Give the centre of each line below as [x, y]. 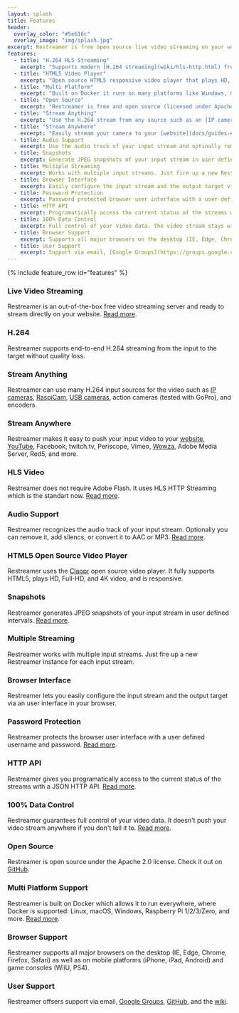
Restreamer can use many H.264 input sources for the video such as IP [112, 390]
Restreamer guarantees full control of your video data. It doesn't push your [117, 820]
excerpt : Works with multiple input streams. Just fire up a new [119, 173]
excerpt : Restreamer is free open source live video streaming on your [116, 47]
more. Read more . [34, 918]
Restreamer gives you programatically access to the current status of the [115, 779]
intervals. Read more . [38, 620]
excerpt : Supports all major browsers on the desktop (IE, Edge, [119, 239]
